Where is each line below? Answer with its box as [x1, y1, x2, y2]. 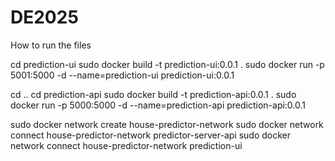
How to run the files [10, 39, 92, 51]
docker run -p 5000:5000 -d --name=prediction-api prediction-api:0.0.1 [10, 99, 307, 111]
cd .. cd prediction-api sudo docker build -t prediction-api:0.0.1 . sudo [10, 88, 297, 100]
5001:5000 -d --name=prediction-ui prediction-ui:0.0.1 [10, 69, 235, 81]
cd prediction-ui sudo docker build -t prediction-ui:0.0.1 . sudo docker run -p [10, 58, 325, 70]
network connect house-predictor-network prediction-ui [10, 139, 243, 151]
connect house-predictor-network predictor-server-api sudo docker [10, 129, 291, 141]
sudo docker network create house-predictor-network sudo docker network [10, 118, 324, 130]
